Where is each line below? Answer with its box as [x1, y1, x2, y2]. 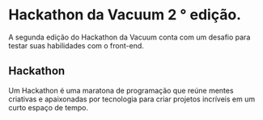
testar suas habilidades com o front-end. [8, 40, 144, 50]
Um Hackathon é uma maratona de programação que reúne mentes [8, 85, 234, 95]
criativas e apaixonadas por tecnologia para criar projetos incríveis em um [8, 94, 256, 104]
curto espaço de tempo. [8, 102, 89, 112]
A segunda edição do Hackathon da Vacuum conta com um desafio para [8, 32, 251, 42]
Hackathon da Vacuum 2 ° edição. [8, 6, 241, 24]
